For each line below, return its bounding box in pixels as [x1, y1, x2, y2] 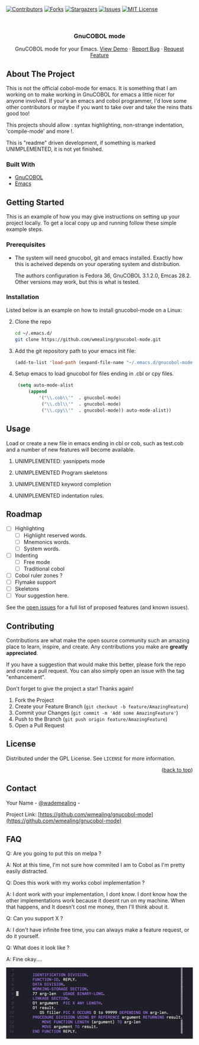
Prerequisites [6, 240, 46, 249]
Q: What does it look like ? [6, 944, 70, 951]
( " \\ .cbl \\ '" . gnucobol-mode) [41, 401, 121, 407]
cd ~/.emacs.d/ [14, 330, 53, 336]
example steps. [6, 226, 43, 233]
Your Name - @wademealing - [6, 799, 81, 806]
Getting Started [6, 197, 65, 207]
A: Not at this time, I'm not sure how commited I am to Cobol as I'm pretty [6, 862, 185, 869]
